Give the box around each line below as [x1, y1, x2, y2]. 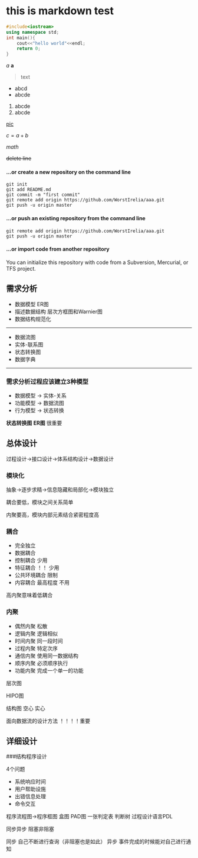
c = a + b [6, 132, 29, 139]
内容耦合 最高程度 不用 [14, 579, 70, 586]
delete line [6, 155, 32, 162]
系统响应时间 [14, 778, 46, 785]
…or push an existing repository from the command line [6, 214, 146, 221]
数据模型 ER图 [14, 300, 49, 307]
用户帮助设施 [14, 786, 46, 793]
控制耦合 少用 [14, 557, 48, 564]
